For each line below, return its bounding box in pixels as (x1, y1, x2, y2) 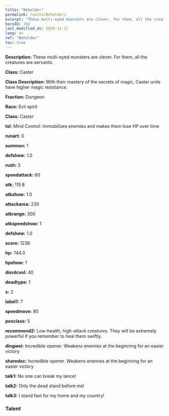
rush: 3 (5, 162, 21, 168)
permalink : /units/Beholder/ (5, 12, 66, 17)
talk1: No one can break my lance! (5, 373, 76, 379)
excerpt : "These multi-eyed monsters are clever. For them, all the (5, 17, 152, 22)
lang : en (5, 31, 24, 36)
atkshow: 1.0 (5, 191, 33, 197)
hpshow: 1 (5, 260, 27, 266)
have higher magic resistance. (5, 84, 68, 90)
